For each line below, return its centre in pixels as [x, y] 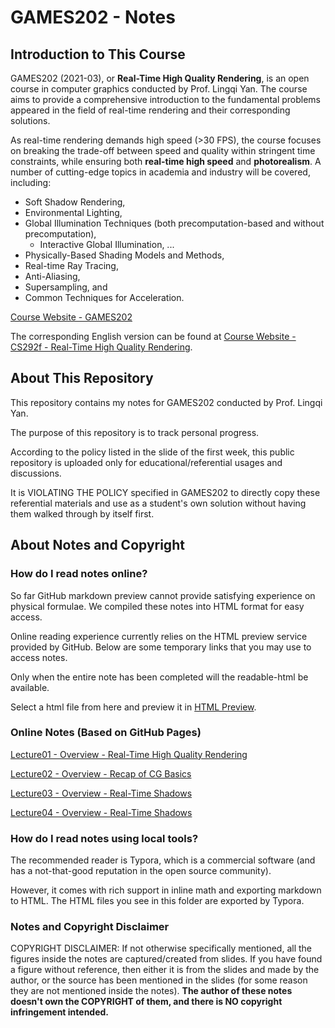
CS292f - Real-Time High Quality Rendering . [101, 347]
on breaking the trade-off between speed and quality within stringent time [163, 150]
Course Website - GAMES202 [71, 317]
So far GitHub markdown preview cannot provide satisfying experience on [163, 595]
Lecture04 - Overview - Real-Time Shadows [101, 812]
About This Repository [82, 378]
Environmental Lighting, [73, 212]
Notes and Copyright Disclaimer [90, 927]
